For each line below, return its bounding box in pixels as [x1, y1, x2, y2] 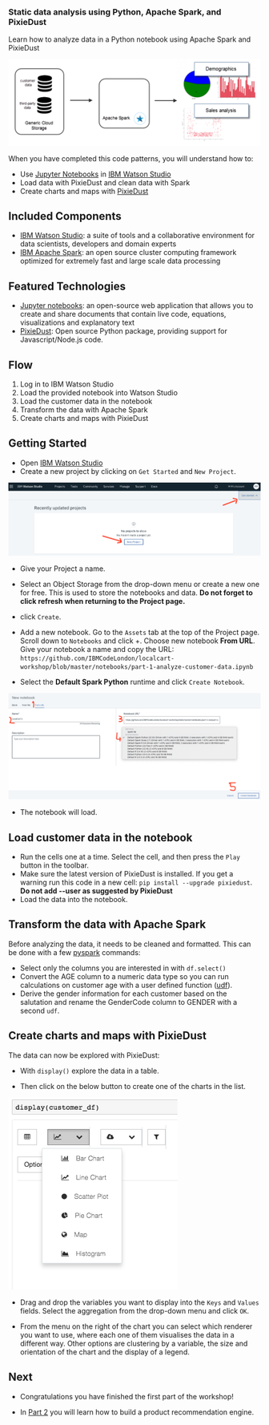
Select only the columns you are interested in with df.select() [19, 963, 227, 973]
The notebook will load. [19, 808, 98, 817]
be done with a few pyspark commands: [8, 947, 141, 957]
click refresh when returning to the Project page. [19, 596, 186, 605]
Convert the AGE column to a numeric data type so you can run [19, 971, 230, 981]
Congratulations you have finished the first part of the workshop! [19, 1391, 235, 1401]
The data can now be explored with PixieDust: [8, 1050, 160, 1060]
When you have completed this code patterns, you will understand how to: [8, 153, 254, 163]
